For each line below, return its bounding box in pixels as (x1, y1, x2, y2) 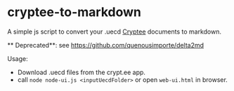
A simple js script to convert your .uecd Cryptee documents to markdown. (7, 27, 221, 36)
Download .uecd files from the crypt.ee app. (17, 68, 146, 76)
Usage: (7, 54, 28, 63)
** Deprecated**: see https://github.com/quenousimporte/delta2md (7, 41, 204, 49)
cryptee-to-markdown (7, 4, 142, 20)
